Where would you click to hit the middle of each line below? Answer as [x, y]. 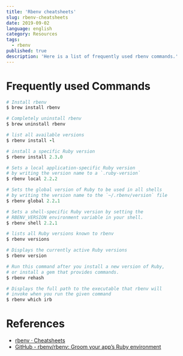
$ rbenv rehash [25, 278]
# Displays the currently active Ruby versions [67, 250]
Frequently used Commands [79, 86]
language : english [29, 29]
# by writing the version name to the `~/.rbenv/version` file [87, 196]
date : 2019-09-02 [28, 23]
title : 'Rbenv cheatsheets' [41, 12]
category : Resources [32, 34]
